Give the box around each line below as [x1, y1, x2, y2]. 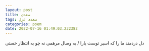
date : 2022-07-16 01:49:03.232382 [5, 26, 78, 31]
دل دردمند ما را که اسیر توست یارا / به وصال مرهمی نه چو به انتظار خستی [5, 40, 144, 46]
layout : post [5, 7, 33, 13]
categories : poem [5, 21, 42, 27]
